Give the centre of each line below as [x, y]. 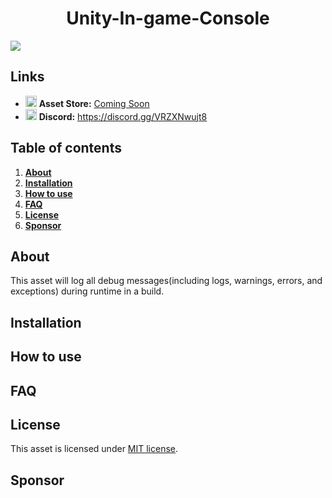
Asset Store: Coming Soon [94, 103]
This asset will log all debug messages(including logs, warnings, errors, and [166, 281]
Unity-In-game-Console [168, 18]
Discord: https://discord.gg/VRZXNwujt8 [123, 116]
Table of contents [66, 148]
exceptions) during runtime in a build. [87, 291]
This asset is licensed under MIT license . [94, 449]
